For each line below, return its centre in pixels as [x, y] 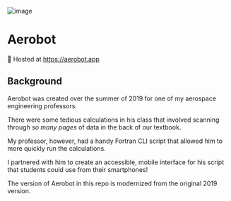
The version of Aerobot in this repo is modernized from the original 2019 [112, 183]
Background [35, 81]
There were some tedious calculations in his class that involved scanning [113, 120]
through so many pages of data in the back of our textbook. [94, 127]
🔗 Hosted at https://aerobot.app [54, 59]
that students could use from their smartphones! [78, 169]
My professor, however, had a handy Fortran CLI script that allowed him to [115, 141]
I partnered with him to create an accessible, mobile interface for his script [116, 162]
